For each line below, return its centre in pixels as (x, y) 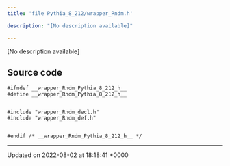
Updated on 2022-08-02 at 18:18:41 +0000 (68, 155)
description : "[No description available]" (70, 26)
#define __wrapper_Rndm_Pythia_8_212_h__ (67, 94)
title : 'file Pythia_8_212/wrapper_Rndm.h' (70, 13)
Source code (35, 72)
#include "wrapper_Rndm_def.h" (52, 118)
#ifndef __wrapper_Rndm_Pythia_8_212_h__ (67, 88)
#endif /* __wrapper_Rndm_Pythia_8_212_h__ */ (75, 136)
